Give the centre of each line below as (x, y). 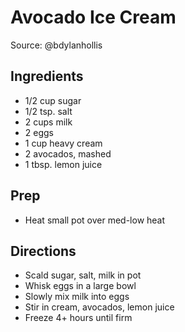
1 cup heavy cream (63, 143)
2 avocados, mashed (68, 153)
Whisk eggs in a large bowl (80, 286)
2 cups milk (48, 122)
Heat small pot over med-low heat (95, 220)
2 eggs (39, 132)
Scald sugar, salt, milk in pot (83, 275)
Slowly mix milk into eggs (77, 297)
